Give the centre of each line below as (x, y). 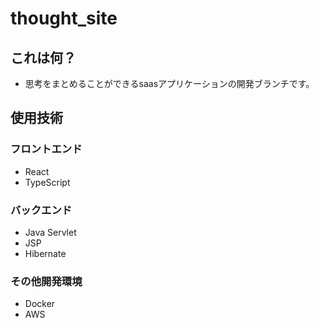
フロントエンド (46, 149)
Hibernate (45, 253)
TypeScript (47, 182)
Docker (40, 304)
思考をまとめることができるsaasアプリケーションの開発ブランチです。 (169, 83)
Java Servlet (50, 232)
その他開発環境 (46, 281)
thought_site (64, 18)
